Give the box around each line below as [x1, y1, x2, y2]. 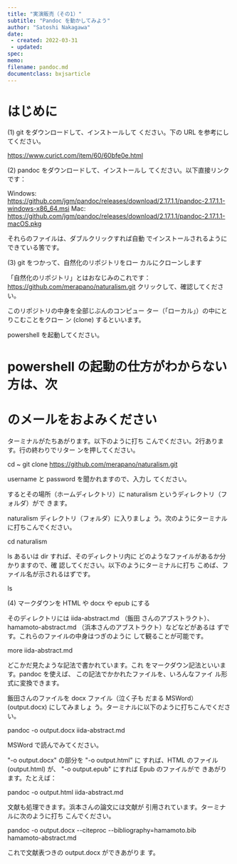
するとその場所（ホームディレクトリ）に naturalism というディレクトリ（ [7, 490, 221, 498]
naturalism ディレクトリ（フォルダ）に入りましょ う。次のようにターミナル [7, 513, 228, 522]
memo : [7, 57, 23, 64]
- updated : [10, 44, 43, 51]
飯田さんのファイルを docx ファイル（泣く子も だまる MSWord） [7, 693, 198, 702]
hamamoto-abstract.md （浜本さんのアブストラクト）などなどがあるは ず [7, 623, 223, 631]
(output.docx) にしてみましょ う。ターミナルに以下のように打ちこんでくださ [7, 703, 231, 711]
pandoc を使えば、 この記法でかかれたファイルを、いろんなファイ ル [19, 669, 222, 678]
